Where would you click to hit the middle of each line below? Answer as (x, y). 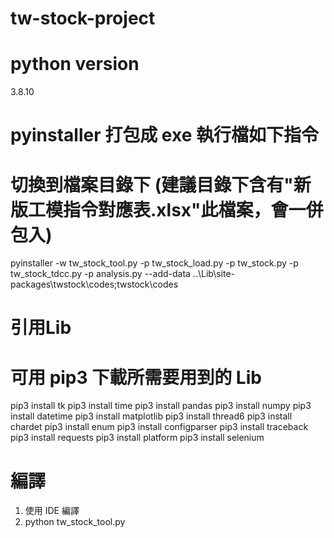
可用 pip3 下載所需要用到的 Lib (136, 377)
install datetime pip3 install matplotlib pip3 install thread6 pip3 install (151, 416)
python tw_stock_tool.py (75, 522)
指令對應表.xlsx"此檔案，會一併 (193, 209)
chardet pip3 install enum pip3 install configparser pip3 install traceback (159, 427)
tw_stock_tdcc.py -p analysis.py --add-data (100, 274)
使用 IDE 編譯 (52, 511)
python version (75, 64)
